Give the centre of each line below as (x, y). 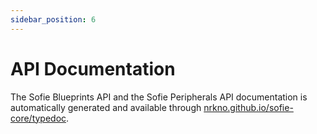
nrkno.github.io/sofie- (248, 107)
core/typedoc (38, 118)
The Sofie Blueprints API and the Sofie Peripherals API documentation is (159, 97)
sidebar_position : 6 (53, 19)
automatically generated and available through (106, 107)
